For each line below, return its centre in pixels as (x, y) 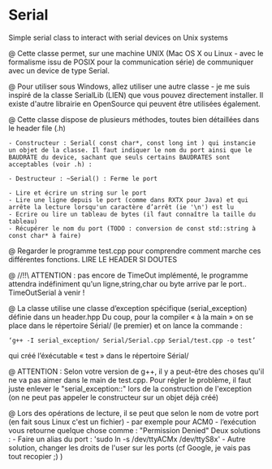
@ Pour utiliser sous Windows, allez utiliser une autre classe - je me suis (129, 86)
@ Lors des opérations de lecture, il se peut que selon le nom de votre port (134, 413)
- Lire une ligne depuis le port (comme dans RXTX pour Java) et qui (129, 200)
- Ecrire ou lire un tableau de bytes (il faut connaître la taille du (132, 214)
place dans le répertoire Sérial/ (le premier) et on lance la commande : (125, 325)
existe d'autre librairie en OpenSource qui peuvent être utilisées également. (135, 103)
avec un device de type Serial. (59, 70)
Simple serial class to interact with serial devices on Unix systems (119, 37)
